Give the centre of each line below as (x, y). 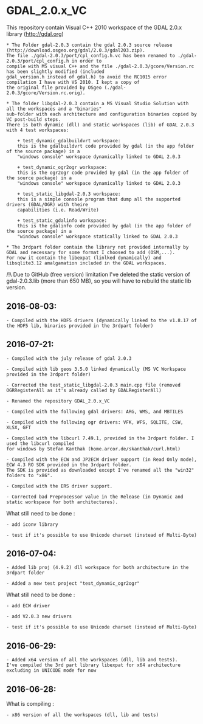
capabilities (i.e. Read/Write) (58, 210)
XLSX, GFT (19, 427)
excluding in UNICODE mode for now (51, 671)
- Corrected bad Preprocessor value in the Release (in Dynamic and (95, 497)
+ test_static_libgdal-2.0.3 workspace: (69, 194)
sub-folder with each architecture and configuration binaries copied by (102, 114)
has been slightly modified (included (55, 71)
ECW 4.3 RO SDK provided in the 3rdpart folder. (69, 465)
